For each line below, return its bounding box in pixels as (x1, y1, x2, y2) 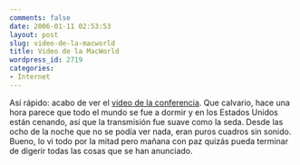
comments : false (9, 13, 71, 23)
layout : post (9, 30, 59, 39)
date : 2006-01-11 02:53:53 (9, 22, 111, 31)
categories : (9, 64, 54, 73)
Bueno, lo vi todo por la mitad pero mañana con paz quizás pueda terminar (9, 135, 288, 146)
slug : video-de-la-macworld (9, 38, 116, 48)
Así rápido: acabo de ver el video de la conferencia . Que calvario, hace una (9, 97, 290, 108)
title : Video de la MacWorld (9, 47, 120, 56)
